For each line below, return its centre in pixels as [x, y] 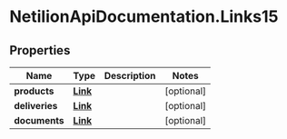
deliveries [36, 106]
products [34, 91]
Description [130, 76]
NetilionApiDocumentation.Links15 [144, 17]
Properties [40, 50]
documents [40, 120]
